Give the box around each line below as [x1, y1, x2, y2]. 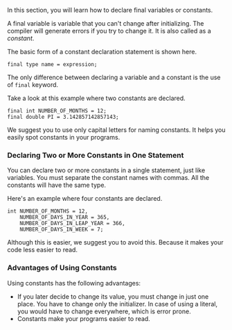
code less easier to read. [7, 246, 78, 254]
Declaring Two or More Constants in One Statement [7, 150, 184, 160]
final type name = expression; [7, 61, 98, 68]
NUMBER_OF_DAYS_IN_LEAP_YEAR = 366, [19, 220, 126, 227]
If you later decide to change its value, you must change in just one [17, 292, 209, 301]
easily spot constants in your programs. [7, 133, 121, 141]
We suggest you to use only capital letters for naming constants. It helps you [7, 126, 226, 134]
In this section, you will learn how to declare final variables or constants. [7, 6, 213, 14]
